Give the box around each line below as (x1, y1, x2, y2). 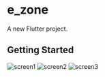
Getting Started (7, 44, 74, 56)
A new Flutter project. (7, 25, 68, 33)
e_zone (7, 2, 49, 18)
